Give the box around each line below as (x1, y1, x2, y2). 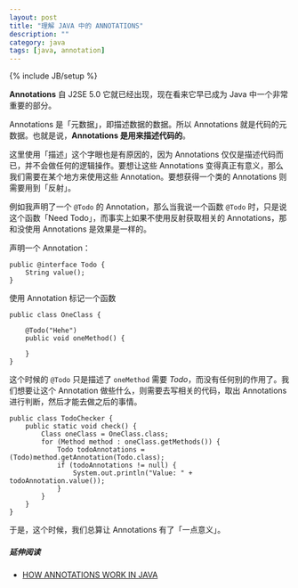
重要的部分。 (9, 100, 56, 111)
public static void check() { (25, 422, 138, 431)
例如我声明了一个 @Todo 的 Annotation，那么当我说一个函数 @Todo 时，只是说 (9, 201, 287, 212)
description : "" (9, 29, 69, 38)
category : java (9, 37, 66, 47)
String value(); (25, 268, 86, 277)
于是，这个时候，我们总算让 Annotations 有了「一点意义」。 (9, 525, 226, 535)
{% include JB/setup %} (9, 70, 98, 81)
